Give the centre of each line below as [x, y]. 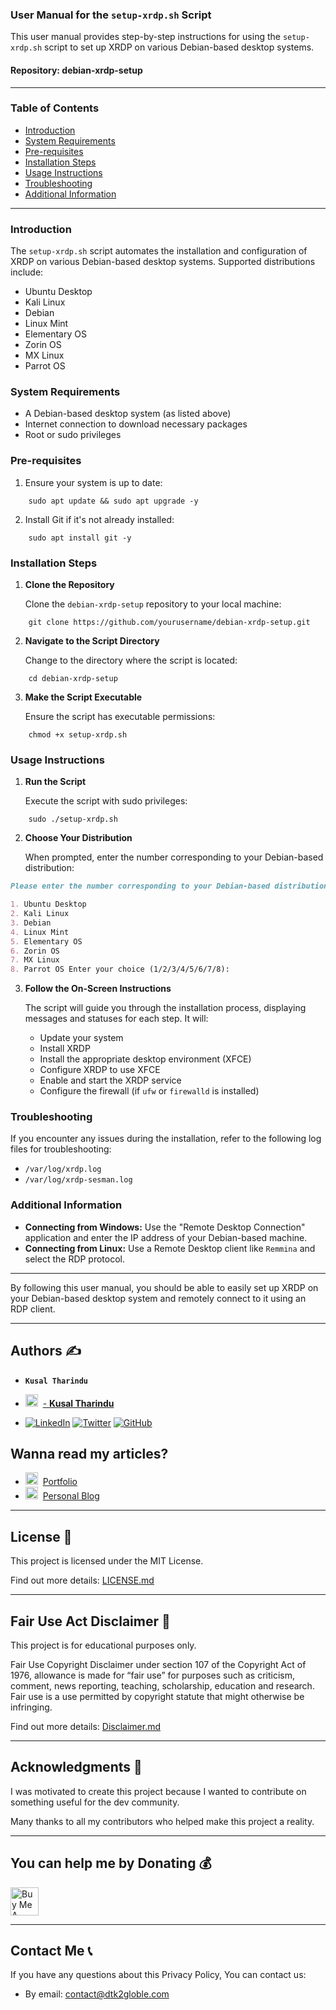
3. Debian [31, 923]
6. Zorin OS [35, 951]
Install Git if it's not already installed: [99, 519]
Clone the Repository [69, 584]
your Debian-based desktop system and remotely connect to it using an [158, 1298]
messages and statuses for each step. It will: [116, 1019]
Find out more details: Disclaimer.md [86, 1726]
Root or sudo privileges [73, 435]
